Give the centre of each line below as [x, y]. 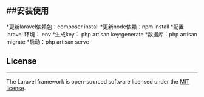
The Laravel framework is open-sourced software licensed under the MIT [98, 81]
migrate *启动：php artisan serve [48, 42]
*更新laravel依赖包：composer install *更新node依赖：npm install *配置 [95, 27]
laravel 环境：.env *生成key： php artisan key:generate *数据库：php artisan [102, 34]
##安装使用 [28, 11]
